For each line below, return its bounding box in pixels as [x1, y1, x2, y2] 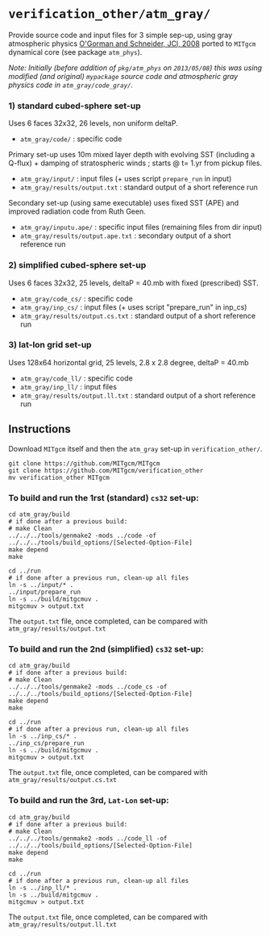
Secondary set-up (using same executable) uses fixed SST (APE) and [8, 198, 239, 208]
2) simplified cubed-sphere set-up [8, 260, 147, 271]
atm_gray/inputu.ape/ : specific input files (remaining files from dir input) [19, 223, 263, 232]
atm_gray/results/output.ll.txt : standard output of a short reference [19, 390, 256, 400]
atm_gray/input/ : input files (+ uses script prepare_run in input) [19, 174, 232, 184]
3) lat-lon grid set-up [8, 339, 92, 351]
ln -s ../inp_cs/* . [8, 732, 78, 740]
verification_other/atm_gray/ [8, 6, 211, 22]
